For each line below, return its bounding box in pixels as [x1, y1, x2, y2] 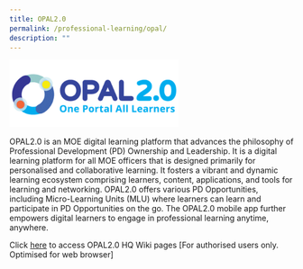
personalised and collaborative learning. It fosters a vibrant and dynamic [9, 165, 279, 175]
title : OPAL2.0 [9, 14, 67, 23]
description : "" [9, 33, 70, 42]
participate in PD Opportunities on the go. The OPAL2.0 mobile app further [9, 202, 287, 213]
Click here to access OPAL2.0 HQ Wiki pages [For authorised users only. [9, 239, 280, 250]
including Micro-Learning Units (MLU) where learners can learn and [9, 193, 262, 204]
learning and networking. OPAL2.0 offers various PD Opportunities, [9, 184, 259, 194]
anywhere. [9, 221, 49, 233]
